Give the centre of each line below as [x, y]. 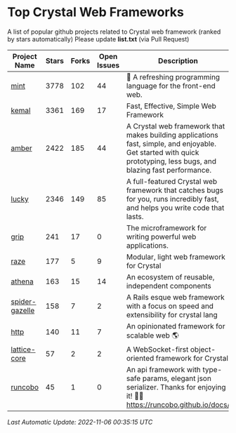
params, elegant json [177, 378]
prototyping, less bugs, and [171, 161]
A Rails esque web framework [175, 297]
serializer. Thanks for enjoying [176, 387]
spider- [24, 301]
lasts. [135, 216]
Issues [109, 65]
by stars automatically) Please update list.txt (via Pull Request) [98, 39]
